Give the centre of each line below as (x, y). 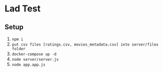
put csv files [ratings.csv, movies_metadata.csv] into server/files (85, 45)
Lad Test (23, 9)
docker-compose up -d (34, 54)
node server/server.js (35, 60)
